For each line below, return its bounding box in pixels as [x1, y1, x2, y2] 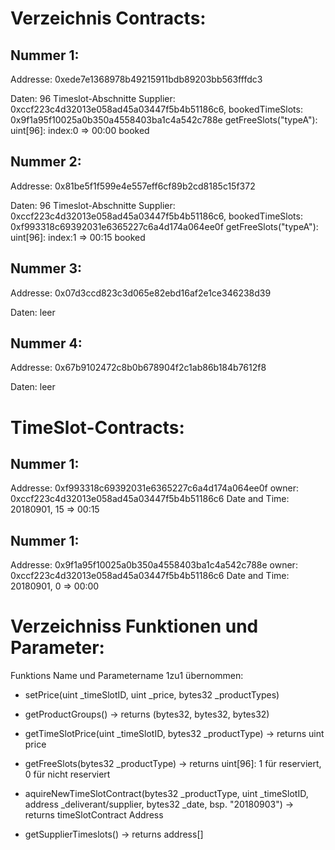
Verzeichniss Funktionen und [10, 615, 259, 638]
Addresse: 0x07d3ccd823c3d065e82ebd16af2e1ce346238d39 [10, 287, 272, 299]
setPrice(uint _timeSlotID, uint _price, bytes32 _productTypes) [24, 689, 280, 701]
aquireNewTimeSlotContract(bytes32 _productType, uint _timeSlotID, [24, 788, 309, 800]
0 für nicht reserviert [24, 768, 111, 781]
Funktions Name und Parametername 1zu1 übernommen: [10, 670, 244, 682]
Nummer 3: [10, 260, 83, 277]
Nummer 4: [10, 335, 83, 352]
